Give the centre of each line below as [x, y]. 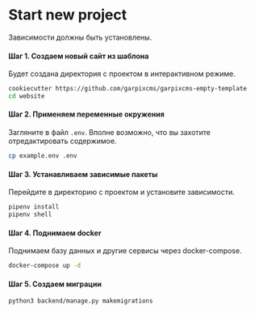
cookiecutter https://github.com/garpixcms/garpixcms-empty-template [128, 89]
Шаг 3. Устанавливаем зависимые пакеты [83, 174]
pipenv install [34, 207]
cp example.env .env [43, 156]
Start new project [68, 15]
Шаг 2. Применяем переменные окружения [87, 114]
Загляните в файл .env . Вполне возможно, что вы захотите [110, 133]
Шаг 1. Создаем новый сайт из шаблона [79, 56]
